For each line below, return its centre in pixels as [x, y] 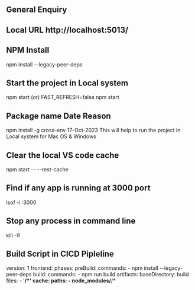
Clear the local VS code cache [63, 155]
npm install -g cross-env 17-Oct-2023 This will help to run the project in [93, 130]
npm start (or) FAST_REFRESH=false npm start [63, 97]
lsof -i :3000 [21, 202]
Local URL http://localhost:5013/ [67, 30]
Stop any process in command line [71, 221]
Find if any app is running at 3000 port [78, 188]
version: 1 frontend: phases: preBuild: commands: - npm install [82, 268]
